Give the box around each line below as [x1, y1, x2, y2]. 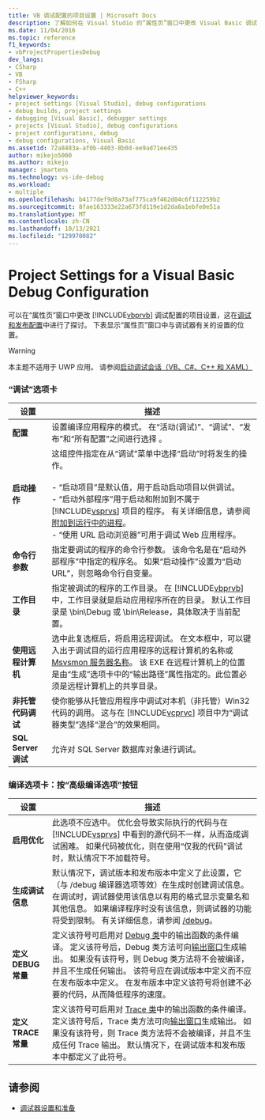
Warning [8, 346, 35, 355]
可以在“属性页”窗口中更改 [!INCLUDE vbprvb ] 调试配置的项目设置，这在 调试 [8, 310, 252, 320]
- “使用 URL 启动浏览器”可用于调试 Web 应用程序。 [50, 529, 241, 540]
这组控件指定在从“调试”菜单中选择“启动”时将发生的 [50, 448, 240, 460]
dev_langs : [8, 56, 44, 64]
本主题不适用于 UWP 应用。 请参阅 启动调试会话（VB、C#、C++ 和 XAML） [8, 361, 253, 372]
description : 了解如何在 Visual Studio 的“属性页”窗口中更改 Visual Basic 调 [8, 19, 252, 27]
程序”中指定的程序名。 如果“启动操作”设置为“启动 [58, 556, 242, 567]
